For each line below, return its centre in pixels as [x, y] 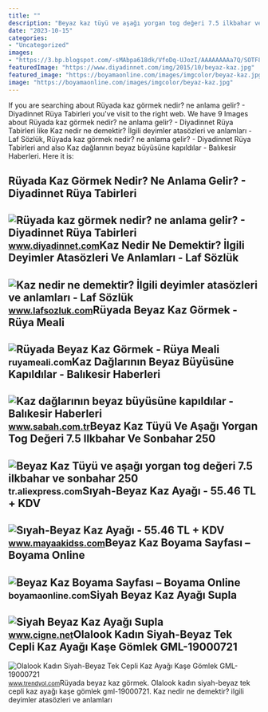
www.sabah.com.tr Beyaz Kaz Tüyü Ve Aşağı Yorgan [133, 426]
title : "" [25, 16]
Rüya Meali [37, 323]
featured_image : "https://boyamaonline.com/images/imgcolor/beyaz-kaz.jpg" [137, 75]
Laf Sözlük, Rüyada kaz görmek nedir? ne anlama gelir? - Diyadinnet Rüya [130, 139]
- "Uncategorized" [39, 45]
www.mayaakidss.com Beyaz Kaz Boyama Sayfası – [129, 543]
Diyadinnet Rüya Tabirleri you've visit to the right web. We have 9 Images [128, 113]
